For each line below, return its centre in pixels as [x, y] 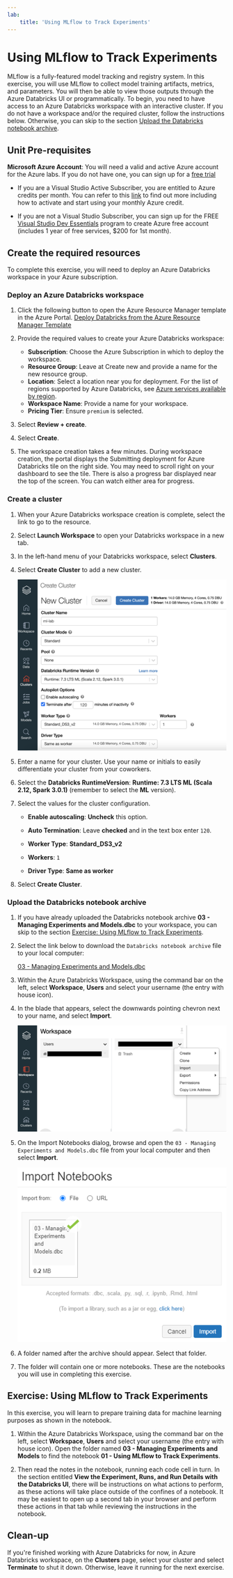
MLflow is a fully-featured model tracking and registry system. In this [106, 77]
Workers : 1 [44, 857]
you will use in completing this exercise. [74, 1374]
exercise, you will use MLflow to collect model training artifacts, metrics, [111, 84]
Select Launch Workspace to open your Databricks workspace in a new [121, 535]
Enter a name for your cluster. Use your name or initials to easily [109, 762]
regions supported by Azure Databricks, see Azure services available [127, 389]
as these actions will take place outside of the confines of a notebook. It [120, 1491]
